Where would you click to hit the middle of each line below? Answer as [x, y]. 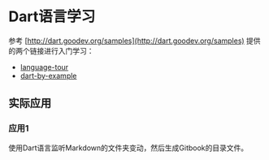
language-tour [44, 67]
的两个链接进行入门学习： [51, 50]
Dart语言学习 [52, 17]
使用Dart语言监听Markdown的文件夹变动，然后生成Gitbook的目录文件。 [128, 148]
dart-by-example [48, 76]
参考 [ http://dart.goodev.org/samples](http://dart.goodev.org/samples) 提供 [135, 41]
